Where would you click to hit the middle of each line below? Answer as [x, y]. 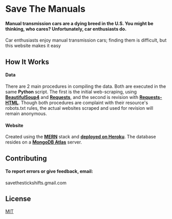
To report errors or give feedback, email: [49, 171]
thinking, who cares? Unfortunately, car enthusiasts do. [66, 29]
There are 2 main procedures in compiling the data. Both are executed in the [86, 86]
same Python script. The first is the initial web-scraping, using [71, 92]
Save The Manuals [45, 9]
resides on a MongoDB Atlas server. [44, 142]
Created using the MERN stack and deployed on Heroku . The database [81, 137]
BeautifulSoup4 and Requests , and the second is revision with [72, 97]
